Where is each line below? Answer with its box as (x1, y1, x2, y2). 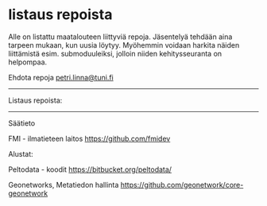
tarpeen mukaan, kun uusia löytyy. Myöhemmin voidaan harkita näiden (8, 40, 240, 49)
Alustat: (8, 149, 33, 158)
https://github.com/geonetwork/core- (120, 180, 244, 189)
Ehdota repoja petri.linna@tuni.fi (8, 72, 114, 82)
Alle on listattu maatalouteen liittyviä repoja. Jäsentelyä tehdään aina (8, 32, 233, 41)
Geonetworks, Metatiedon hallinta (8, 180, 119, 189)
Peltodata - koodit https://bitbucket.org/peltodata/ (8, 165, 172, 174)
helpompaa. (8, 57, 48, 67)
